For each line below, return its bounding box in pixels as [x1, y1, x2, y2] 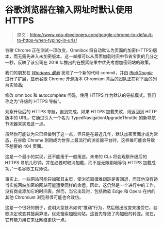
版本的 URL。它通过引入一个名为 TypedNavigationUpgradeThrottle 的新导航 [5, 115, 156, 121]
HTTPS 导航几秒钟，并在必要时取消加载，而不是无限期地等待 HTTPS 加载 [5, 159, 152, 165]
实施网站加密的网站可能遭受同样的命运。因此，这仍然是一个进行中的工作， [9, 182, 158, 188]
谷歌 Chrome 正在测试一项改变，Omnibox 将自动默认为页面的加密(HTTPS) [5, 47, 153, 53]
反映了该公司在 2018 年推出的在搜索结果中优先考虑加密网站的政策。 [17, 59, 153, 65]
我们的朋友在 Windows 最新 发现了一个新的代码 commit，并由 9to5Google [5, 70, 153, 75]
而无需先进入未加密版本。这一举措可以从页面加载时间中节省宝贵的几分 [13, 53, 154, 59]
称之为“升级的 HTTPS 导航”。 [5, 98, 64, 104]
